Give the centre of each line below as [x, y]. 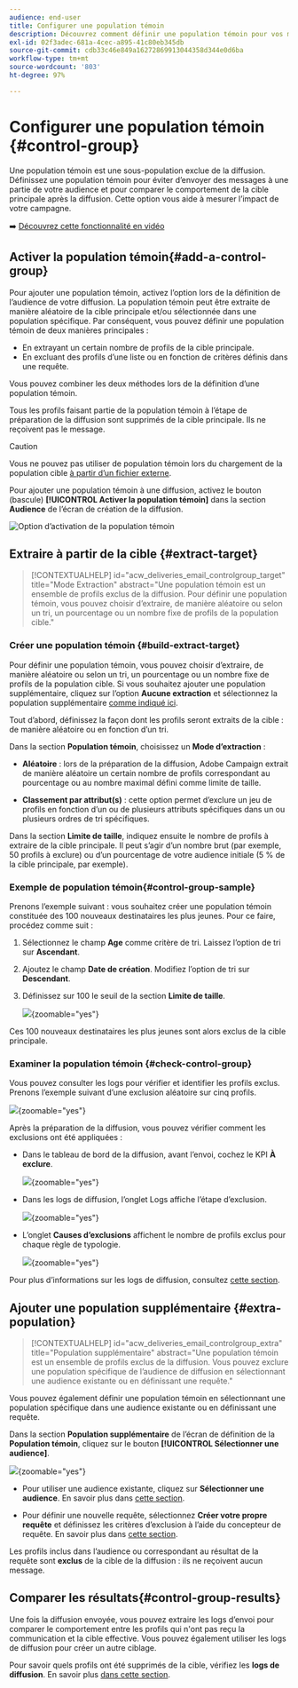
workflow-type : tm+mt [49, 59]
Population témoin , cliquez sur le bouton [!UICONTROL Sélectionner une [144, 1444]
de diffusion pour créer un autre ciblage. [83, 1647]
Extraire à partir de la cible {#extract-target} [134, 554]
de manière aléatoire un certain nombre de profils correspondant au [146, 773]
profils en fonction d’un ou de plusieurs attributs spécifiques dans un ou [153, 809]
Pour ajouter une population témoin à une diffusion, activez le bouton [135, 490]
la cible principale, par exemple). [69, 864]
